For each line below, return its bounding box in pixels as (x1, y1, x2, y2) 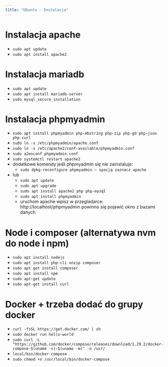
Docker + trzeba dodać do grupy (5, 299, 143, 310)
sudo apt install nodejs (12, 255, 65, 260)
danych (20, 209, 36, 215)
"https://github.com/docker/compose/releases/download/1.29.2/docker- (12, 342, 164, 347)
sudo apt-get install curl (12, 282, 69, 287)
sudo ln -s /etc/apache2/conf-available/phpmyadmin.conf (12, 146, 135, 151)
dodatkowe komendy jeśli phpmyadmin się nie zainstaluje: (12, 161, 133, 167)
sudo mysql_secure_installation (12, 97, 80, 102)
